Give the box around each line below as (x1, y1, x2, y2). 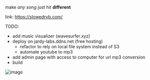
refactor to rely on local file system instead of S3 (19, 44, 120, 49)
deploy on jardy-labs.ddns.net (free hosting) (12, 38, 103, 44)
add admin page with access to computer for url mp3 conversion (12, 54, 146, 60)
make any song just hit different (5, 4, 71, 10)
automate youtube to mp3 (19, 49, 73, 55)
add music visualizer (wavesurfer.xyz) (12, 33, 90, 39)
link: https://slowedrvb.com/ (5, 14, 63, 19)
